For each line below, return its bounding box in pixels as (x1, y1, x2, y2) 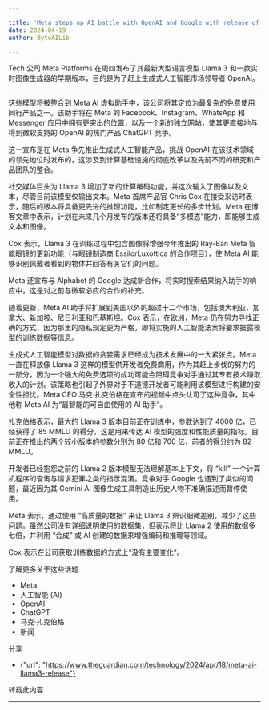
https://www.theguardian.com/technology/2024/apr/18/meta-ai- (45, 660, 258, 670)
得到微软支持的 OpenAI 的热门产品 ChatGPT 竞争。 (8, 128, 176, 138)
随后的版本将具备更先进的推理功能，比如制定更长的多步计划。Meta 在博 (22, 201, 259, 212)
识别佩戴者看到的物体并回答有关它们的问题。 (14, 259, 163, 269)
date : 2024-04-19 (8, 26, 66, 34)
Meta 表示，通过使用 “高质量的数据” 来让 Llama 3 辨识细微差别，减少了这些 (8, 511, 257, 521)
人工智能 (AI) (19, 590, 62, 600)
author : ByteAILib (8, 34, 70, 42)
